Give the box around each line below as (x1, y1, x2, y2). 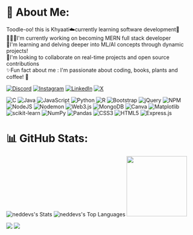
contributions (6, 60, 39, 67)
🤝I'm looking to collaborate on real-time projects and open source (6, 54, 170, 61)
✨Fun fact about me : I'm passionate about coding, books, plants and (6, 66, 178, 74)
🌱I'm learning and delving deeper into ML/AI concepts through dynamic (6, 40, 184, 48)
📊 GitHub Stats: (6, 132, 89, 145)
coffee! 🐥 (6, 73, 29, 80)
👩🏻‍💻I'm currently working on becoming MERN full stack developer (6, 34, 171, 42)
